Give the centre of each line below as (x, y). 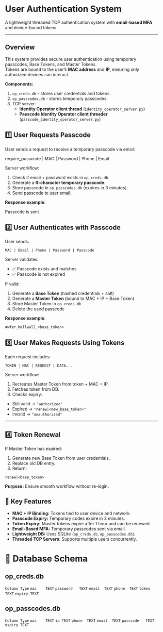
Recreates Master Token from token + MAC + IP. (60, 384)
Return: (19, 468)
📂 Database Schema (47, 559)
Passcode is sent (22, 212)
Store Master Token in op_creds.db (47, 304)
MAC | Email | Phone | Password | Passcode (50, 250)
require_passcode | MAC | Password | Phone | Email (57, 158)
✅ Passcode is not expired (39, 274)
